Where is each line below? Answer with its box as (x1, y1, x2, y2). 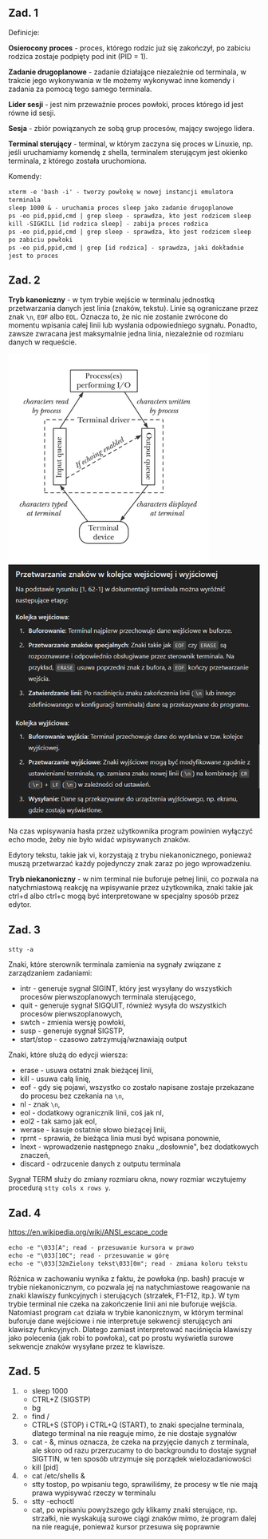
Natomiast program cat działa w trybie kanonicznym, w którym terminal (8, 1308, 243, 1318)
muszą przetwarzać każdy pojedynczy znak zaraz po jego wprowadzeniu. (8, 859, 253, 869)
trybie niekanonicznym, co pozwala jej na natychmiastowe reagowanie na (8, 1282, 250, 1292)
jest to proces (8, 252, 59, 260)
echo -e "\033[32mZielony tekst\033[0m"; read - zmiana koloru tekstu (8, 1260, 248, 1268)
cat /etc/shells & (31, 1470, 85, 1481)
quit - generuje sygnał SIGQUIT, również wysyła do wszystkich (19, 1000, 227, 1010)
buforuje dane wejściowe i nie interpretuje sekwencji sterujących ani (8, 1316, 233, 1326)
